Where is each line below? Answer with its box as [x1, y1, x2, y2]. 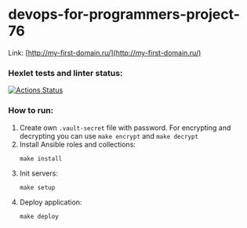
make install [19, 154, 63, 162]
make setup [19, 183, 56, 191]
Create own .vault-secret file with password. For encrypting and [19, 123, 231, 132]
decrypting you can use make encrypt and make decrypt [19, 131, 198, 140]
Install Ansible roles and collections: [19, 139, 136, 149]
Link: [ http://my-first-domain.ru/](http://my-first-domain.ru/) [8, 48, 202, 57]
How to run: [8, 105, 54, 116]
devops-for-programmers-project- [8, 5, 241, 24]
